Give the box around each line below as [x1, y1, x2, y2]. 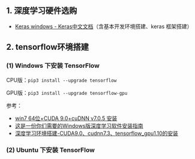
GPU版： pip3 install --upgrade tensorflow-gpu [6, 89, 128, 96]
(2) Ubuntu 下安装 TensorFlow [6, 146, 95, 154]
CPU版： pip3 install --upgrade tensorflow [6, 76, 117, 83]
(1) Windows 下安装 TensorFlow [6, 62, 100, 70]
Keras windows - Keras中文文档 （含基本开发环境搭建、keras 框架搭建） [14, 23, 193, 30]
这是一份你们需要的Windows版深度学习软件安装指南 [14, 122, 143, 129]
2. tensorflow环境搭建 [6, 42, 89, 52]
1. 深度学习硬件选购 [6, 5, 77, 16]
